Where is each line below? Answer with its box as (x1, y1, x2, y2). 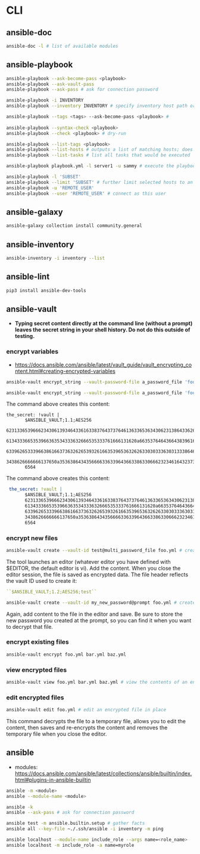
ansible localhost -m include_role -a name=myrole (6, 842, 135, 848)
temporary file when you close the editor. (6, 730, 107, 738)
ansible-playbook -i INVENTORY (6, 97, 84, 103)
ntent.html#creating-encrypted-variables (14, 367, 116, 374)
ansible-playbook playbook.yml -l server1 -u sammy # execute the (6, 163, 174, 169)
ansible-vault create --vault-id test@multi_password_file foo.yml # (6, 547, 183, 553)
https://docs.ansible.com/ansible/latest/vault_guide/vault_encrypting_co (14, 361, 192, 368)
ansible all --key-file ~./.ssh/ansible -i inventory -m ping (6, 826, 164, 832)
